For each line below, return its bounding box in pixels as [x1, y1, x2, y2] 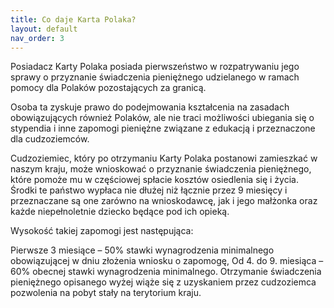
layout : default [10, 24, 78, 34]
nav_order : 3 [10, 33, 65, 43]
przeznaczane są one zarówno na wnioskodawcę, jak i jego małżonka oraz [10, 195, 318, 207]
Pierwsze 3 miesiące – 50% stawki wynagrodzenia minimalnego [10, 244, 275, 256]
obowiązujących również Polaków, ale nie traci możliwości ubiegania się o [10, 112, 315, 124]
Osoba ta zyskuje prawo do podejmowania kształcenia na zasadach [10, 101, 290, 113]
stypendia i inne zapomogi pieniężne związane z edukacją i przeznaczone [10, 122, 316, 135]
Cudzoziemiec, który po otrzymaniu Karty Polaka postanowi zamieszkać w [10, 152, 318, 165]
